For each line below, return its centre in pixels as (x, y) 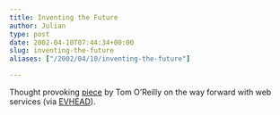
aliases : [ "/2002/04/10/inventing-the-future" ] (100, 59)
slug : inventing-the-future (62, 51)
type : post (30, 34)
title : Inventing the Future (64, 17)
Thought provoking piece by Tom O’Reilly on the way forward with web (140, 92)
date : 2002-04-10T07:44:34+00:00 (72, 42)
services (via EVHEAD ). (52, 102)
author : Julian (38, 26)
